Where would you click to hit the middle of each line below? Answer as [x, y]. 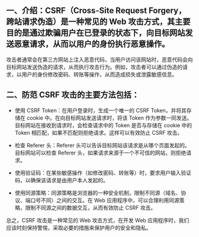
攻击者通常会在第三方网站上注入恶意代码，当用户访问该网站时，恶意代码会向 [99, 59]
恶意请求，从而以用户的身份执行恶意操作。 [92, 44]
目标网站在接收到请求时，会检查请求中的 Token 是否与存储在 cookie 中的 [103, 125]
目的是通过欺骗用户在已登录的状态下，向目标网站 [96, 33]
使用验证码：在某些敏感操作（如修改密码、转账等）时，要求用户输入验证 [103, 173]
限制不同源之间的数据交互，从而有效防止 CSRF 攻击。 [91, 207]
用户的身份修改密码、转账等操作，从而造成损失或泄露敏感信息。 [99, 74]
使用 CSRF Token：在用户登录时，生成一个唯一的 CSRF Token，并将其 [100, 110]
